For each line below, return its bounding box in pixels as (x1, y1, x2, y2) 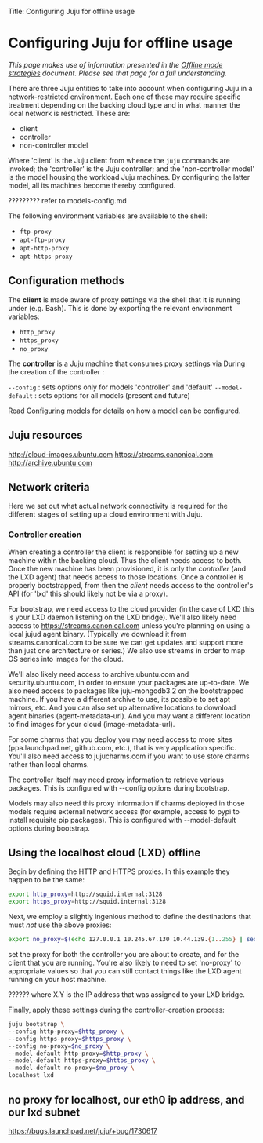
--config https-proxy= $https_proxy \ (8, 1035, 131, 1043)
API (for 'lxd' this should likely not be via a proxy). (8, 589, 168, 598)
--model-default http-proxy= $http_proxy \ (8, 1050, 149, 1057)
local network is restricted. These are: (8, 108, 131, 118)
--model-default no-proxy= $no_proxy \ (8, 1064, 135, 1072)
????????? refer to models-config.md (8, 195, 127, 205)
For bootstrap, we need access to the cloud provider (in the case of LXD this (8, 604, 254, 613)
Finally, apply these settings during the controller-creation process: (8, 1005, 225, 1015)
